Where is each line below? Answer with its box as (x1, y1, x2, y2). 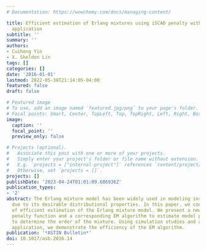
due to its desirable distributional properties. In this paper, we (12, 201, 191, 208)
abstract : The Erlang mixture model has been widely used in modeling (6, 196, 191, 202)
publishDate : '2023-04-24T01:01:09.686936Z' (6, 179, 122, 185)
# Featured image (6, 99, 51, 106)
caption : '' (12, 122, 43, 129)
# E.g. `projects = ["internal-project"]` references (6, 162, 152, 168)
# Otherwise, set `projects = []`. (6, 167, 103, 173)
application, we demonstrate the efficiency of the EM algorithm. (12, 224, 185, 230)
